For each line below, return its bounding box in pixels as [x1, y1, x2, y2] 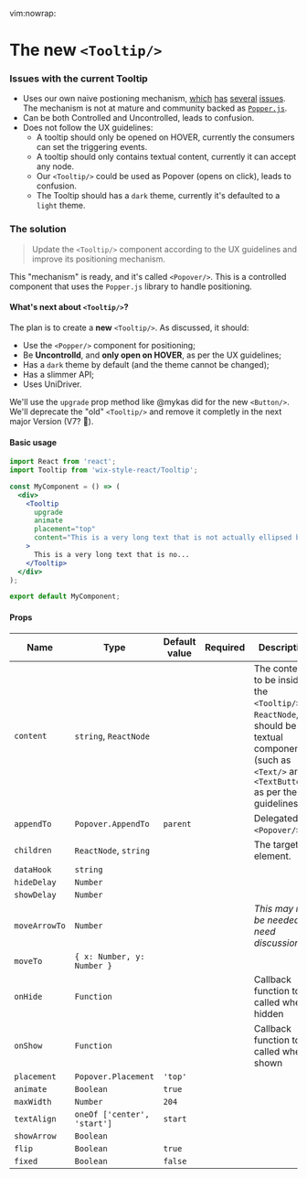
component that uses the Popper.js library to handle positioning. [9, 281, 253, 292]
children [14, 845, 52, 855]
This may [253, 902, 294, 915]
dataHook [14, 864, 52, 874]
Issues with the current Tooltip [9, 72, 148, 85]
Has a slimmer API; [22, 369, 94, 380]
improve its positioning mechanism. [31, 253, 166, 264]
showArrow [14, 1130, 57, 1141]
